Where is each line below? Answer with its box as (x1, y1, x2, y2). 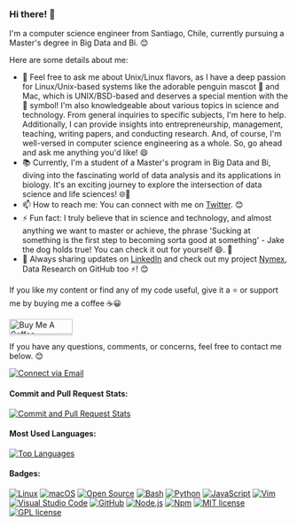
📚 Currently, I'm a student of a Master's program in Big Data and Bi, (21, 157, 271, 168)
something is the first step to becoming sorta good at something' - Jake (21, 235, 285, 246)
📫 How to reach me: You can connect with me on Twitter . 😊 (21, 200, 244, 210)
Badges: (9, 468, 41, 479)
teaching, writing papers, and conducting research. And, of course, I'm (21, 129, 282, 139)
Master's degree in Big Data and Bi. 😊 (9, 37, 149, 48)
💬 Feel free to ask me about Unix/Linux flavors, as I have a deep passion (21, 72, 286, 82)
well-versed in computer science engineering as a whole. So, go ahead (21, 137, 283, 149)
